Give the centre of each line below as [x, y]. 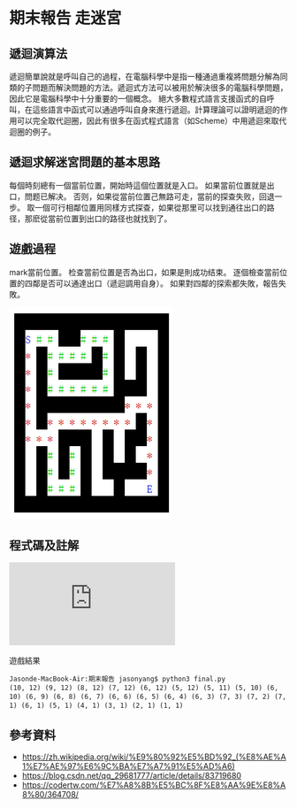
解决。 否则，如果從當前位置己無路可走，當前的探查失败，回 [157, 196]
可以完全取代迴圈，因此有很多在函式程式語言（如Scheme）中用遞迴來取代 [152, 121]
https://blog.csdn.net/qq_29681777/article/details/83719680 [131, 776]
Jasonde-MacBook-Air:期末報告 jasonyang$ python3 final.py [118, 679]
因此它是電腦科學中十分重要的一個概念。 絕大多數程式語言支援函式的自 [138, 99]
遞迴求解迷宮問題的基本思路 [85, 162]
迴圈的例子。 [32, 132]
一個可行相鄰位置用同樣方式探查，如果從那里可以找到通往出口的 [150, 207]
